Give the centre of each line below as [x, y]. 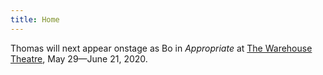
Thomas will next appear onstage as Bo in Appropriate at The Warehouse [161, 48]
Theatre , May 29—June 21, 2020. [79, 58]
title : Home [35, 19]
